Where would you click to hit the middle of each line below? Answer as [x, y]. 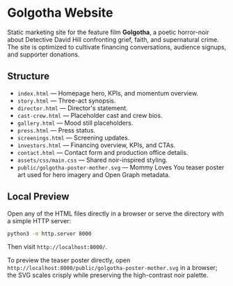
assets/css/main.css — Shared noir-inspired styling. [93, 160]
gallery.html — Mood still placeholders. [75, 123]
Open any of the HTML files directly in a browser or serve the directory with [115, 213]
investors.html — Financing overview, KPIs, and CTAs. [96, 145]
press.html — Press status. [56, 130]
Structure [29, 76]
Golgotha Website [60, 13]
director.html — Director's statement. [72, 108]
